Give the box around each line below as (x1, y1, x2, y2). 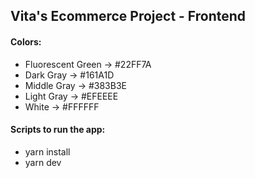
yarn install (24, 145, 71, 158)
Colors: (10, 35, 42, 48)
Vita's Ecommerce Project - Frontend (10, 8, 247, 25)
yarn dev (24, 156, 62, 168)
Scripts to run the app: (10, 124, 106, 136)
